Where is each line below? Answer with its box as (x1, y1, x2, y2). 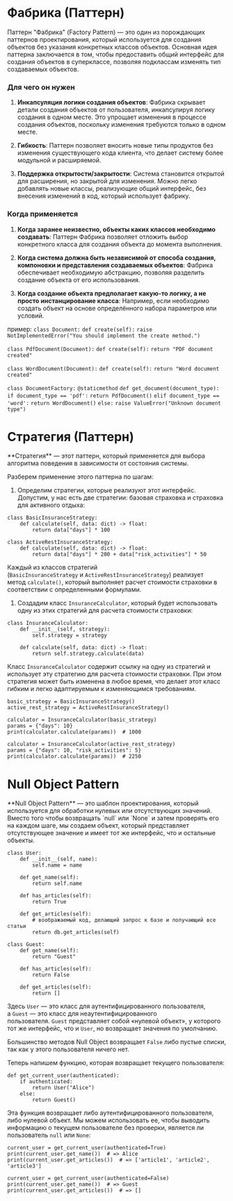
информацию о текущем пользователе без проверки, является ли (7, 1124, 204, 1132)
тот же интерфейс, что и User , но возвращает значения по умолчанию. (7, 1024, 218, 1032)
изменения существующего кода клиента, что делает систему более (17, 148, 224, 157)
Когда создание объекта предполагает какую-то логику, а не (17, 289, 207, 297)
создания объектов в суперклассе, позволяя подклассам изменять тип (7, 57, 221, 65)
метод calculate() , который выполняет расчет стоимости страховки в (7, 578, 218, 587)
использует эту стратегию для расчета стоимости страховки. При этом (7, 670, 222, 679)
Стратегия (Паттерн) (7, 428, 134, 444)
